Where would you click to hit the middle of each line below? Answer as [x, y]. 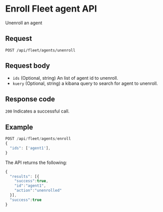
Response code [30, 99]
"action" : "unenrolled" [38, 191]
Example [19, 127]
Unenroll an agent [24, 23]
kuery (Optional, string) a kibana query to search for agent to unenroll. [85, 83]
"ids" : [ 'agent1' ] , [30, 148]
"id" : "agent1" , [30, 186]
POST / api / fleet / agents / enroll [38, 139]
